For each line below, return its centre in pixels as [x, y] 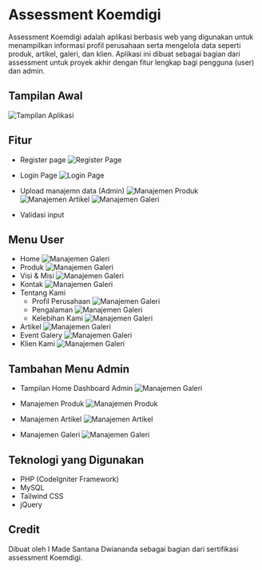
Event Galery [41, 335]
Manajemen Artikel [51, 419]
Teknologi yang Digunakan [76, 460]
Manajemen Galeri [50, 435]
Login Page [38, 175]
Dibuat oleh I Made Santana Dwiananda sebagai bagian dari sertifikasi [123, 548]
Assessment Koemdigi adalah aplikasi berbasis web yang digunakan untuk [131, 37]
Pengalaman [52, 310]
